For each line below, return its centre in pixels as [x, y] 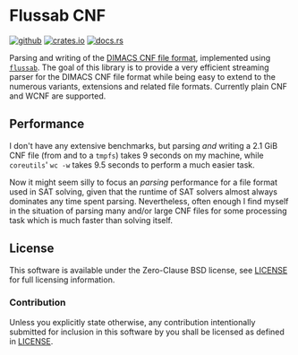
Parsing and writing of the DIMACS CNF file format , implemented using [140, 57]
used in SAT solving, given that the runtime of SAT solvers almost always [143, 191]
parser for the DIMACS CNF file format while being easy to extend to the [142, 76]
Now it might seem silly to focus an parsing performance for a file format [143, 182]
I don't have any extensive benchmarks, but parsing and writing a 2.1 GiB [144, 145]
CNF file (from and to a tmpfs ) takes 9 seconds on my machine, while [136, 155]
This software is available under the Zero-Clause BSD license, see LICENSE [149, 270]
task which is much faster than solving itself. [91, 220]
